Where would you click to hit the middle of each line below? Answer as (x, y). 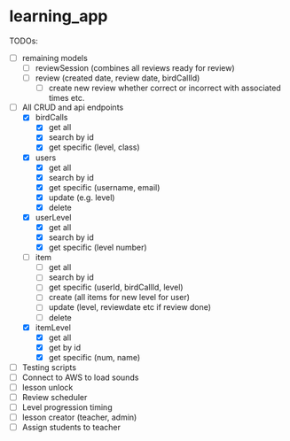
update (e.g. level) (82, 197)
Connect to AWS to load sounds (80, 377)
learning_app (59, 16)
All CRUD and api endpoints (73, 107)
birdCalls (51, 118)
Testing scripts (49, 367)
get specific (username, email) (104, 187)
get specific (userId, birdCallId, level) (116, 287)
